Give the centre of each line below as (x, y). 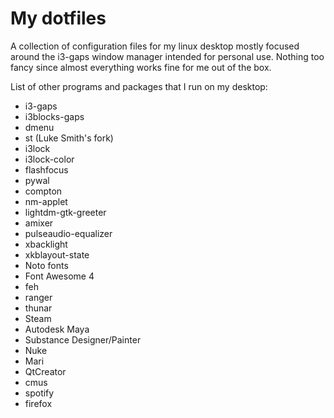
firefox (38, 403)
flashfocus (46, 169)
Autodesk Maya (57, 329)
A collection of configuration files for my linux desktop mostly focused (155, 46)
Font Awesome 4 (59, 276)
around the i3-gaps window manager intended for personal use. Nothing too (167, 56)
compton (43, 191)
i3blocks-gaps (54, 116)
